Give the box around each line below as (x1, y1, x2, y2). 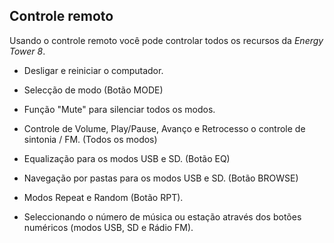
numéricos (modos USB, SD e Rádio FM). (23, 221, 194, 233)
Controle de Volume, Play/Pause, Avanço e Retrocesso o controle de (23, 122, 306, 134)
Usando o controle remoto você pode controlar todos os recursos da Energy (9, 34, 324, 46)
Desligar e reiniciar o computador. (23, 64, 164, 76)
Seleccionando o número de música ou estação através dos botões (23, 210, 302, 223)
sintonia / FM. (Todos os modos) (23, 133, 158, 145)
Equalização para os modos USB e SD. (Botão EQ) (23, 152, 231, 164)
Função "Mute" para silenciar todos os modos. (23, 103, 216, 115)
